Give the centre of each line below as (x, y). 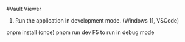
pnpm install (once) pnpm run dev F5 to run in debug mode (80, 32)
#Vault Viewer (24, 9)
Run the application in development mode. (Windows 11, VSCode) (97, 20)
